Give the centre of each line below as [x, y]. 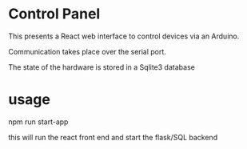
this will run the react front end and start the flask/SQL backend [113, 137]
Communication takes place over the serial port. [87, 51]
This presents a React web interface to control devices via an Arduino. [124, 36]
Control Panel [54, 14]
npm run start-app [38, 122]
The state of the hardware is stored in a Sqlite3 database [102, 67]
